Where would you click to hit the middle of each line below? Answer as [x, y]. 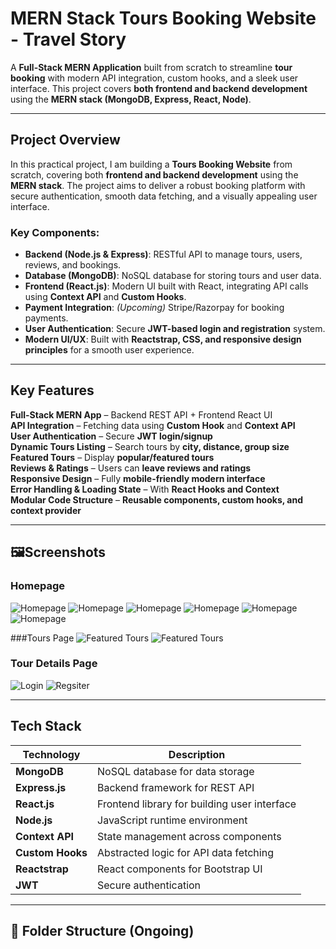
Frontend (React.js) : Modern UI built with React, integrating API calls [166, 286]
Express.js [41, 787]
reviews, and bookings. [73, 265]
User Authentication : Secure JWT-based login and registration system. [175, 329]
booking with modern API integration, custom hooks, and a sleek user [154, 78]
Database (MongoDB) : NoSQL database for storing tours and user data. [173, 276]
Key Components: [55, 232]
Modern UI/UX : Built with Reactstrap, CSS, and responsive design [163, 339]
